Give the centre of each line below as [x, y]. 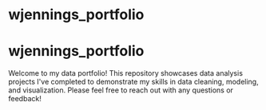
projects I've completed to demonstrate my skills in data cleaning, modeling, [133, 82]
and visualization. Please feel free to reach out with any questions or [121, 90]
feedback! [25, 99]
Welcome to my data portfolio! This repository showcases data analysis [126, 73]
